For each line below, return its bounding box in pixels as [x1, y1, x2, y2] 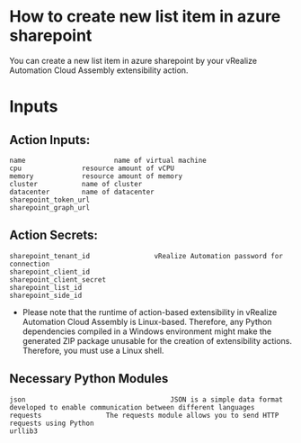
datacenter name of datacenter [9, 187, 155, 196]
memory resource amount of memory [9, 171, 182, 181]
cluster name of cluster [9, 179, 143, 188]
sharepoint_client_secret [9, 275, 106, 285]
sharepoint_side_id [9, 291, 83, 300]
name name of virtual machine [9, 156, 207, 165]
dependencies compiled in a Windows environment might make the [22, 326, 272, 337]
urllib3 [9, 426, 39, 436]
